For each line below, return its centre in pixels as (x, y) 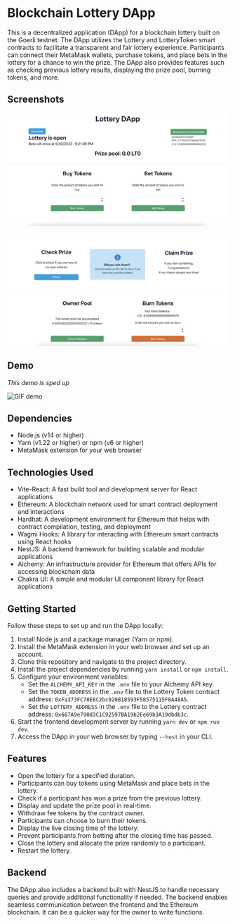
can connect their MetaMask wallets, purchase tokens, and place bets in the (117, 55)
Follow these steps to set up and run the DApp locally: (85, 626)
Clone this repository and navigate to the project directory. (102, 662)
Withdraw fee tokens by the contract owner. (81, 813)
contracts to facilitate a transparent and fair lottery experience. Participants (116, 47)
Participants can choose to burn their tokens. (82, 820)
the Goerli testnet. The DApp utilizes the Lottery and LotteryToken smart (111, 39)
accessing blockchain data (56, 572)
